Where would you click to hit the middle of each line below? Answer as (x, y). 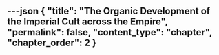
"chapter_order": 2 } (52, 43)
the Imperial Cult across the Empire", (87, 22)
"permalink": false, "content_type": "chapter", (109, 32)
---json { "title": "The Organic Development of (109, 11)
